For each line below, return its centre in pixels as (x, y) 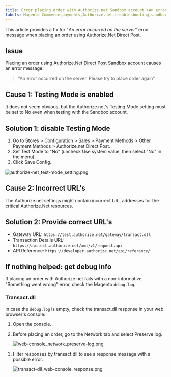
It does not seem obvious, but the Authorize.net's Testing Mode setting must (85, 107)
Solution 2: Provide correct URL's (59, 222)
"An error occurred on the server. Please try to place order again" (86, 78)
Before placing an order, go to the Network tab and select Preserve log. (88, 334)
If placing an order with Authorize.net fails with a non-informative (74, 279)
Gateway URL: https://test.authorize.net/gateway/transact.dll (82, 234)
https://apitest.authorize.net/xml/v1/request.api (67, 246)
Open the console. (32, 324)
